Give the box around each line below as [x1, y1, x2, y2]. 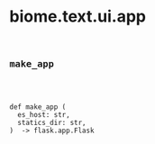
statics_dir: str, [17, 119, 87, 128]
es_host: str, [17, 111, 70, 120]
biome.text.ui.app [9, 6, 147, 27]
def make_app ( [9, 103, 67, 112]
